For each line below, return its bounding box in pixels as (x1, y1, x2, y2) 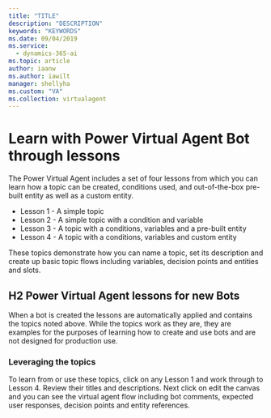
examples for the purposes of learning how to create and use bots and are (8, 327, 256, 337)
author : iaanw (8, 65, 57, 73)
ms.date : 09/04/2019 (8, 34, 78, 43)
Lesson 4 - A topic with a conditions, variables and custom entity (19, 232, 237, 242)
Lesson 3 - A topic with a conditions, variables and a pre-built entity (19, 224, 247, 233)
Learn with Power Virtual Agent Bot (8, 130, 250, 148)
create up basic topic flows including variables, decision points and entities (8, 257, 259, 267)
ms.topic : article (8, 58, 70, 66)
